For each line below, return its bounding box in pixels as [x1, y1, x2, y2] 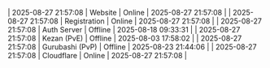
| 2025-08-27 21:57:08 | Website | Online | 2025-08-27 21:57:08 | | [7, 8, 231, 17]
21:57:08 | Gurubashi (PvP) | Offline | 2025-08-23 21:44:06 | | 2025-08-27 [7, 42, 257, 52]
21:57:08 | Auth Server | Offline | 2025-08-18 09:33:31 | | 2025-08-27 [7, 25, 241, 34]
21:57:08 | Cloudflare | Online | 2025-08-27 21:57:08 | [7, 51, 188, 60]
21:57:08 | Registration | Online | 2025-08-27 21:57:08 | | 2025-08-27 [29, 16, 262, 26]
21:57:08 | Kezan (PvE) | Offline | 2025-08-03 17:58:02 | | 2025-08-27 [7, 33, 242, 43]
